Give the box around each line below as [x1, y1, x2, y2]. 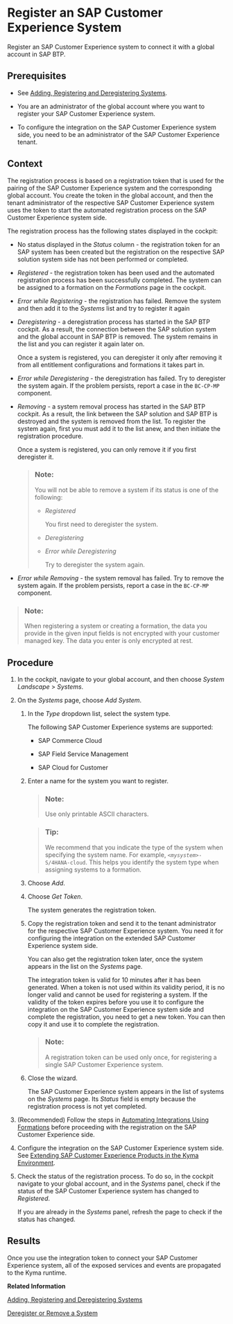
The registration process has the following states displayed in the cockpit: [7, 227, 218, 235]
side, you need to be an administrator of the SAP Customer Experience [17, 130, 220, 138]
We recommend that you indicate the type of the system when [44, 843, 223, 851]
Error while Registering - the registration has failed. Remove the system [17, 297, 221, 305]
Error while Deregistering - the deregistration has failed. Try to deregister [17, 374, 226, 382]
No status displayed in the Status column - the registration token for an [17, 240, 221, 248]
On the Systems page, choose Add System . [17, 696, 142, 704]
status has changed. [17, 1215, 76, 1223]
